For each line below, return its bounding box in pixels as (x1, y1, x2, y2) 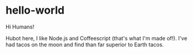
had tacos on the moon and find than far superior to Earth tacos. (5, 41, 164, 48)
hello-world (5, 4, 65, 17)
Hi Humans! (5, 23, 35, 30)
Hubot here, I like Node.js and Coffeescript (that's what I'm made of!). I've (5, 34, 188, 42)
